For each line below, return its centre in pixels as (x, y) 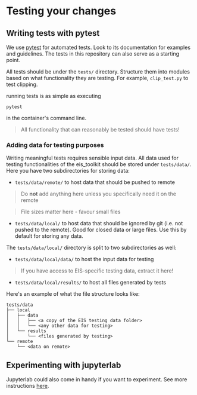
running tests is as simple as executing (54, 96)
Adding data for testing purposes (55, 145)
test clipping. (22, 84)
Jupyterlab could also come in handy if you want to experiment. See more (97, 379)
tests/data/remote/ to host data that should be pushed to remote (95, 182)
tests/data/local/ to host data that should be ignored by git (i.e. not (99, 223)
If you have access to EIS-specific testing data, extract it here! (97, 271)
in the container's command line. (46, 118)
